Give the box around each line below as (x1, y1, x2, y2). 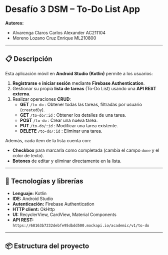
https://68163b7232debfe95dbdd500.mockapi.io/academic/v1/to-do (12, 223, 149, 228)
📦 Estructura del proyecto (5, 242, 89, 250)
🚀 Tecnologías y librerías (5, 177, 83, 186)
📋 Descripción (5, 55, 52, 63)
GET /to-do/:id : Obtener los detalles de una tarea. (19, 112, 126, 118)
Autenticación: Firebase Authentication (12, 201, 95, 207)
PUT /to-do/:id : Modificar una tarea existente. (19, 122, 118, 128)
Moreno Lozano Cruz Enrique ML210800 (12, 35, 96, 41)
